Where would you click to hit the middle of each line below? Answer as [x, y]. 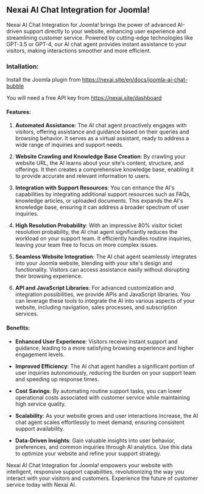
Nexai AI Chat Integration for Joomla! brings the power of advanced [91, 24]
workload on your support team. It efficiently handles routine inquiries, [103, 238]
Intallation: [23, 66]
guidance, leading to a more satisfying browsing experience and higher [104, 348]
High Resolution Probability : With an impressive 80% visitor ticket [99, 225]
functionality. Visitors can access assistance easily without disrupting [102, 270]
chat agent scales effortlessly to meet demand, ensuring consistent [100, 422]
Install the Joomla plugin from [44, 80]
